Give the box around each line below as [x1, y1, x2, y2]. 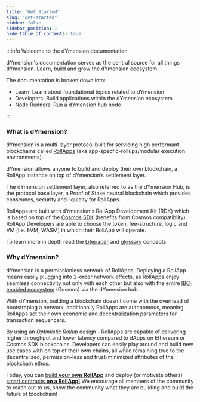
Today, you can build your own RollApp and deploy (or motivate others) [6, 371, 183, 378]
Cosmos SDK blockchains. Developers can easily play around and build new [6, 340, 193, 348]
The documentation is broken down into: [6, 77, 106, 84]
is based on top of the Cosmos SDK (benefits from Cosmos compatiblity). [6, 214, 187, 221]
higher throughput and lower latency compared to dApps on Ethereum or [6, 334, 185, 341]
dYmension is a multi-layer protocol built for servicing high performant [6, 141, 179, 148]
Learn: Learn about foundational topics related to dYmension [14, 88, 165, 96]
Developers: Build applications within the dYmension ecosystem [14, 95, 173, 102]
